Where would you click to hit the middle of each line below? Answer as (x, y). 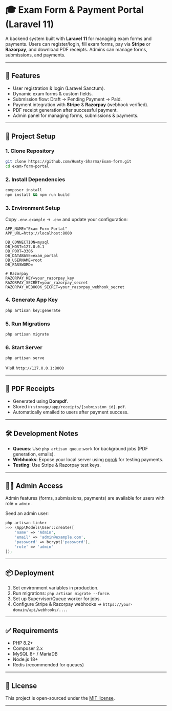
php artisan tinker (26, 523)
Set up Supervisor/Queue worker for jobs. (57, 599)
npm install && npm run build (38, 195)
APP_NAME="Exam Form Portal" (36, 229)
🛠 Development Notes (42, 434)
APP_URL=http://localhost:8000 (39, 233)
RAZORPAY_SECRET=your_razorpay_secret (47, 283)
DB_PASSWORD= (19, 265)
